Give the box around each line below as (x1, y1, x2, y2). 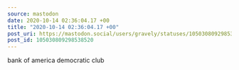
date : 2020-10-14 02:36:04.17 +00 (7, 17, 110, 24)
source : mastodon (7, 10, 59, 18)
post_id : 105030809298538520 (7, 37, 94, 44)
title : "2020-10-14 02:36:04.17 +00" (7, 23, 119, 30)
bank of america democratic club (7, 56, 105, 64)
